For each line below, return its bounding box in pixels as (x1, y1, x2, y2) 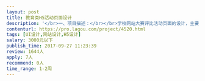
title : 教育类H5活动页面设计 (6, 15, 72, 21)
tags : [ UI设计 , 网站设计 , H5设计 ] (6, 32, 81, 38)
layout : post (6, 9, 40, 15)
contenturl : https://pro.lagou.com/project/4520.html (6, 26, 146, 32)
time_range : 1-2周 (6, 65, 52, 72)
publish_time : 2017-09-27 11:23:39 (6, 43, 97, 49)
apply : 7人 (6, 54, 34, 60)
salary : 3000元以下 (6, 37, 53, 43)
